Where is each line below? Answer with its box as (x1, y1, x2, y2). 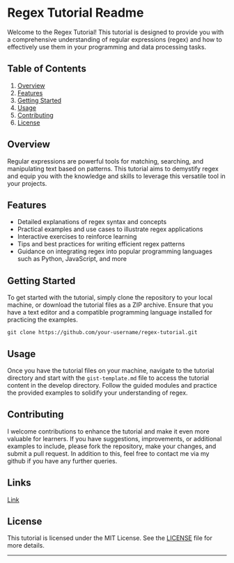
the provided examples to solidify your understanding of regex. (7, 388, 188, 397)
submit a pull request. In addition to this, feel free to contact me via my (7, 449, 210, 457)
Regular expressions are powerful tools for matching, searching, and (7, 157, 204, 165)
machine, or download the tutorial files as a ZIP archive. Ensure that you (7, 301, 214, 309)
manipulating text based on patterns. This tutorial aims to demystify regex (7, 164, 219, 173)
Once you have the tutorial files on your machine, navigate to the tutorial (7, 367, 214, 374)
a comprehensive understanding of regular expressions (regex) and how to (7, 35, 223, 43)
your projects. (7, 179, 47, 187)
